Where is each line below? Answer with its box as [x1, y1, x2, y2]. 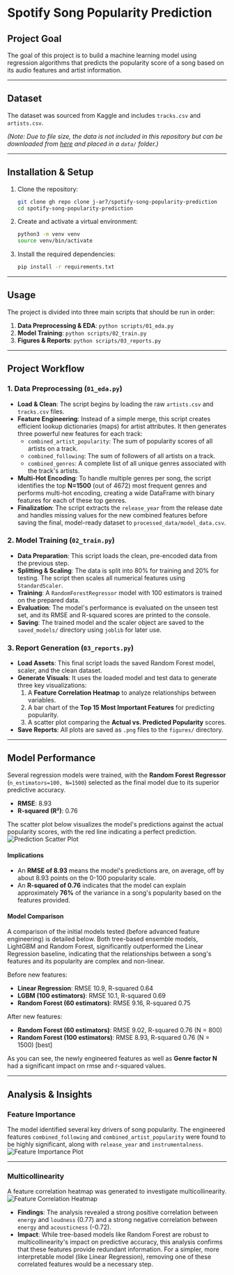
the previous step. [17, 559, 70, 567]
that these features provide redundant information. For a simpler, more [17, 1245, 219, 1253]
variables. [27, 696, 56, 704]
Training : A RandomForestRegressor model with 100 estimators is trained [17, 588, 223, 597]
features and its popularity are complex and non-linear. [7, 957, 165, 965]
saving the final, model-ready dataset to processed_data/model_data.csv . [17, 518, 226, 527]
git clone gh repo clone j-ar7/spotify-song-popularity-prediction [17, 198, 217, 205]
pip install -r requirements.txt [17, 264, 115, 271]
